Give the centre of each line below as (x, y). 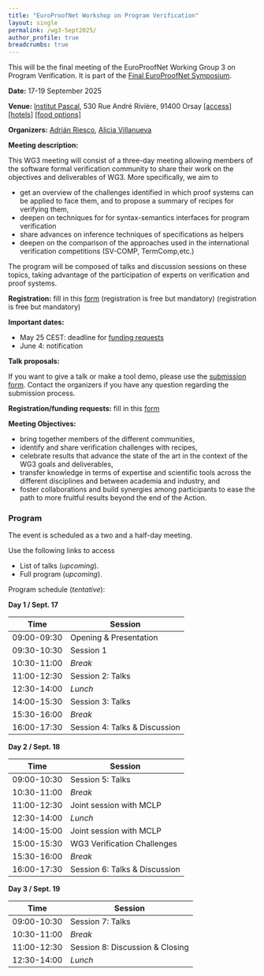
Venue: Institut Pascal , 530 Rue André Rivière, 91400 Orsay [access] (120, 107)
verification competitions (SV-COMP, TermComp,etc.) (107, 251)
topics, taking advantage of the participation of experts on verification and (129, 275)
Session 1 (89, 650)
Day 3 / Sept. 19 (34, 889)
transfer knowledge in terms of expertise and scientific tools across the (135, 473)
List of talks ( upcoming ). (59, 566)
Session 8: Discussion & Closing (129, 948)
